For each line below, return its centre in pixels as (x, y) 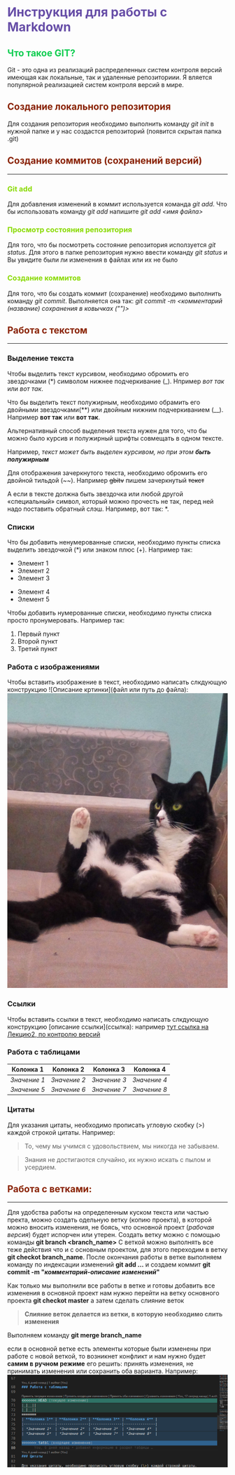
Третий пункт (37, 648)
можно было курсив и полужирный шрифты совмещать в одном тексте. (115, 438)
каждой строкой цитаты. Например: (61, 1132)
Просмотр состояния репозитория (70, 229)
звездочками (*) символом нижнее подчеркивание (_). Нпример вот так (116, 381)
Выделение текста (41, 359)
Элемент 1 (33, 563)
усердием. (40, 1167)
